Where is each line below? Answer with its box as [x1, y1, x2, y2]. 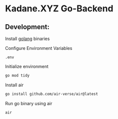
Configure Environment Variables [5, 45, 73, 51]
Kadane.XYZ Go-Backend [5, 3, 114, 14]
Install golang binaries [5, 36, 50, 41]
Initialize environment [5, 64, 49, 69]
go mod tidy [5, 73, 30, 78]
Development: [5, 23, 50, 31]
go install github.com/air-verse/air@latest [5, 91, 98, 96]
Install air [5, 82, 24, 88]
